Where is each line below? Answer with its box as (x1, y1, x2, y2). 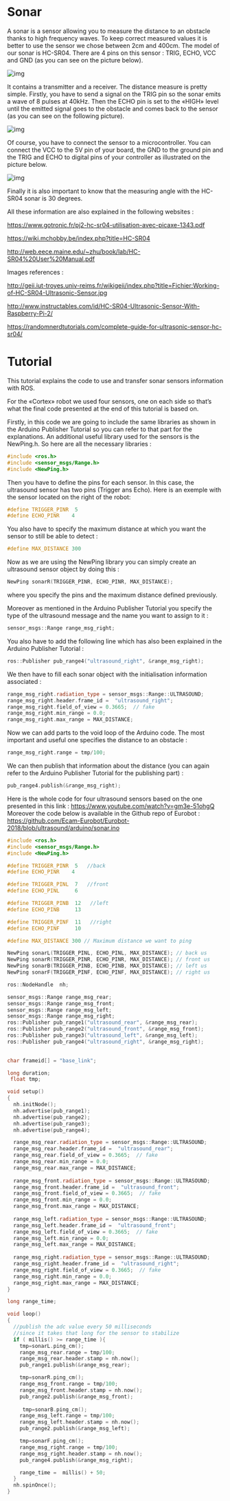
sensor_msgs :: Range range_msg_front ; (7, 1000, 115, 1007)
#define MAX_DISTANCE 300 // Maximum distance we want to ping (7, 937, 192, 944)
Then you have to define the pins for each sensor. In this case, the (7, 478, 194, 486)
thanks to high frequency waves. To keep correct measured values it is (7, 34, 208, 42)
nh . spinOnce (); (13, 1482, 57, 1489)
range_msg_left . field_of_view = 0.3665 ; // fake (13, 1228, 158, 1235)
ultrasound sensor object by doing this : (7, 565, 120, 573)
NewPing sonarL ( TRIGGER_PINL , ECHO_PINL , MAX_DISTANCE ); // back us (7, 950, 207, 956)
